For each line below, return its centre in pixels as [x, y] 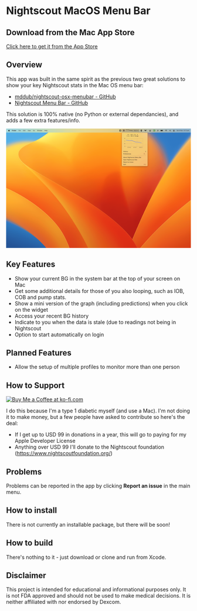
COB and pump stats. [40, 297]
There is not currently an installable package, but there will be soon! [88, 524]
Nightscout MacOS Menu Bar [78, 11]
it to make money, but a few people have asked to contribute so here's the [96, 417]
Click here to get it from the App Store [52, 46]
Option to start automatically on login [59, 334]
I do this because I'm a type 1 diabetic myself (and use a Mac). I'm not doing [98, 411]
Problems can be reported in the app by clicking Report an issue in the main [98, 486]
